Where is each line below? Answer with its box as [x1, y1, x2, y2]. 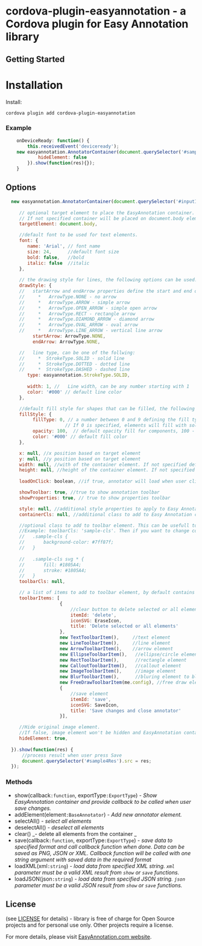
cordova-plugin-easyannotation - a [5, 4, 186, 18]
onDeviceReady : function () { [16, 137, 90, 143]
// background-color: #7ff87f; [19, 540, 114, 546]
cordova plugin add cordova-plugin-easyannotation [5, 110, 136, 116]
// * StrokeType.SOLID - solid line [19, 355, 125, 361]
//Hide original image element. [19, 724, 101, 730]
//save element [70, 691, 109, 697]
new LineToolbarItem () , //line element [59, 640, 171, 646]
